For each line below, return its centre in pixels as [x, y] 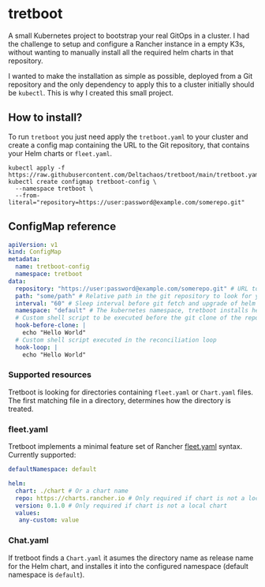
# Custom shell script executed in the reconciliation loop [116, 340]
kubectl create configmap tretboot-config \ [82, 181]
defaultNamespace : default [52, 469]
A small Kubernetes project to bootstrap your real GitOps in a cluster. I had [129, 36]
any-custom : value [49, 520]
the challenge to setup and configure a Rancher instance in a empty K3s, [127, 43]
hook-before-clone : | [51, 325]
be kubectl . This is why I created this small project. [91, 92]
